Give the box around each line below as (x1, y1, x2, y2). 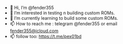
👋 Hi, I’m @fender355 (9, 5, 54, 10)
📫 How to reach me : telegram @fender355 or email (9, 21, 118, 27)
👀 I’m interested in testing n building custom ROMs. (9, 10, 115, 16)
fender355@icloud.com (9, 28, 59, 34)
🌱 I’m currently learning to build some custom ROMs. (9, 15, 119, 21)
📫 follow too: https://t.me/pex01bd (9, 34, 82, 39)
